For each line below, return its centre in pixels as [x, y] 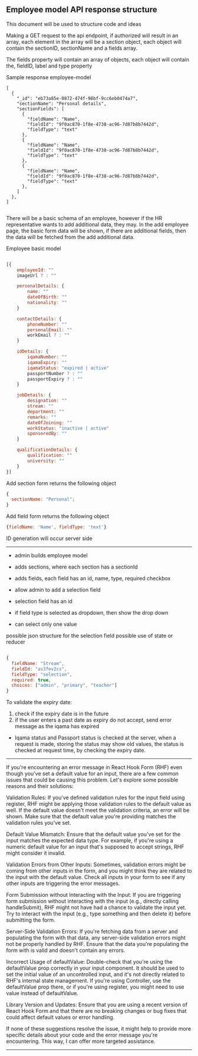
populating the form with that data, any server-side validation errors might [96, 938]
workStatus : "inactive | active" [68, 428]
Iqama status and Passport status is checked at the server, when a [95, 738]
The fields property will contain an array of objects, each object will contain [98, 59]
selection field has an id [43, 601]
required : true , [31, 680]
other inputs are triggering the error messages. [63, 883]
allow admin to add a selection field [58, 590]
